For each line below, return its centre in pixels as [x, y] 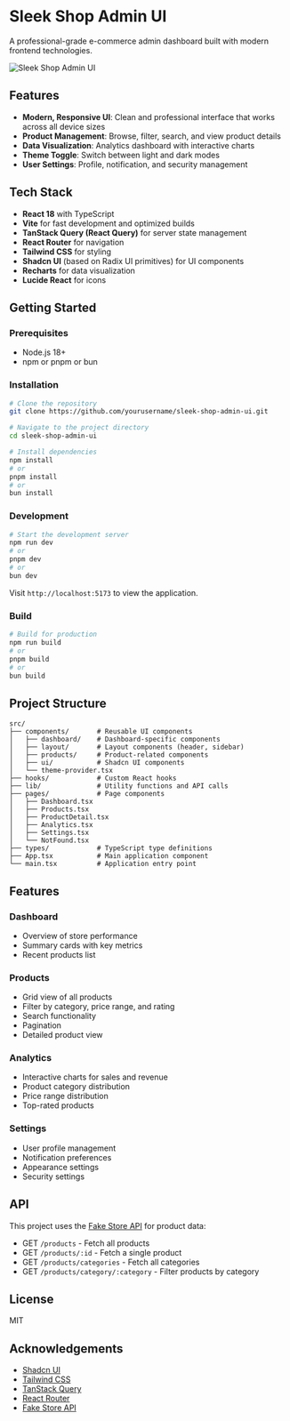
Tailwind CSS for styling [67, 252]
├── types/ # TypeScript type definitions [111, 848]
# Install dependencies [53, 452]
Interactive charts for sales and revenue [95, 1077]
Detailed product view [63, 1035]
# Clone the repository [53, 403]
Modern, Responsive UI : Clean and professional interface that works [149, 116]
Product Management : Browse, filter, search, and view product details [152, 136]
